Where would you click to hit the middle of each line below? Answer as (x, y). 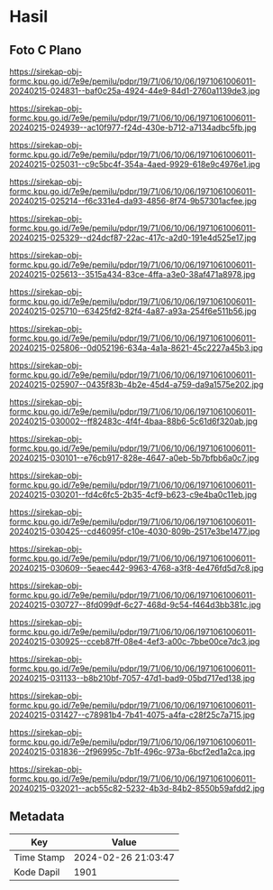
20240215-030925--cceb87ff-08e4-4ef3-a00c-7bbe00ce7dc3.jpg (135, 642)
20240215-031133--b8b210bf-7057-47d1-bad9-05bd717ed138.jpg (132, 678)
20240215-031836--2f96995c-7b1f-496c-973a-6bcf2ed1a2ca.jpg (132, 751)
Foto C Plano (45, 50)
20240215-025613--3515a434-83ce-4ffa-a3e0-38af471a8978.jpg (132, 274)
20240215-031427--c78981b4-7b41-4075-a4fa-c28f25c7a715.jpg (132, 715)
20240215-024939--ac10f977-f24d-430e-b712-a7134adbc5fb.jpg (133, 127)
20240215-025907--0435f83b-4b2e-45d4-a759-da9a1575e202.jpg (136, 384)
